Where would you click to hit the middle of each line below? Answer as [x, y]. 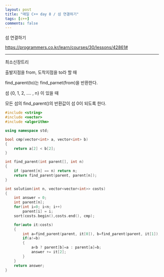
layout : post [18, 10]
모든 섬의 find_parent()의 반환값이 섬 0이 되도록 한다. [56, 103]
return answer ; [29, 266]
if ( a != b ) [31, 238]
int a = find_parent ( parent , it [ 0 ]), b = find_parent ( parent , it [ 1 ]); [92, 234]
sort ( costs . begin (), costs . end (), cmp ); [54, 216]
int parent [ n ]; [29, 202]
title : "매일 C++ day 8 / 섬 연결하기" [42, 14]
